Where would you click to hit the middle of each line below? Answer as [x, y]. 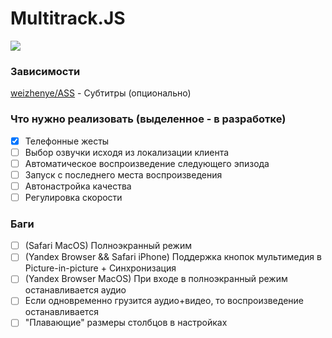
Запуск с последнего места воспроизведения [123, 174]
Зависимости [45, 71]
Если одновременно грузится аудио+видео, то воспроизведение [164, 301]
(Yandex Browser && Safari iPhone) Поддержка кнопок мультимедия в [173, 257]
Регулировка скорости [73, 197]
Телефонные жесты [67, 141]
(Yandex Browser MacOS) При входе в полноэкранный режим [156, 279]
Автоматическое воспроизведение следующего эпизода [147, 163]
